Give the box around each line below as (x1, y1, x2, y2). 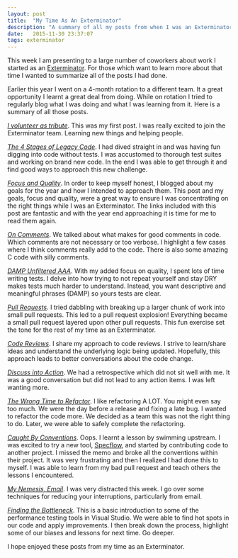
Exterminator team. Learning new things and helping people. (7, 129, 184, 138)
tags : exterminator (7, 37, 65, 44)
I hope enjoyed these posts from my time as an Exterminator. (7, 542, 185, 551)
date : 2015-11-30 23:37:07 (7, 30, 93, 38)
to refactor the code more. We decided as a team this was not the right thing (7, 412, 230, 420)
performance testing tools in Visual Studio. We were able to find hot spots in (7, 513, 229, 522)
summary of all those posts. (7, 108, 89, 116)
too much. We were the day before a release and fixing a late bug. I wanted (7, 405, 227, 413)
